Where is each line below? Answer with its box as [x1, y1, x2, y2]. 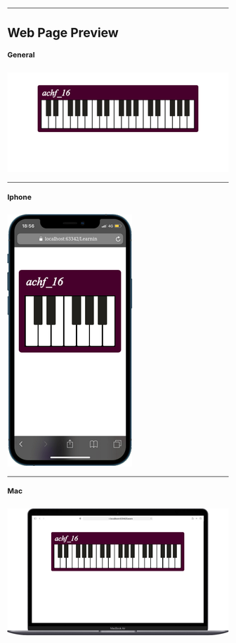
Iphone [7, 192, 32, 202]
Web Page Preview [7, 25, 119, 41]
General [7, 50, 35, 60]
